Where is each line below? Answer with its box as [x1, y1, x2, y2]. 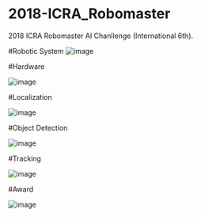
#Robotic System [8, 46, 65, 55]
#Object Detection [8, 123, 68, 132]
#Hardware [8, 61, 45, 71]
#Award [8, 184, 34, 194]
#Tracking [8, 154, 42, 163]
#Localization [8, 92, 53, 101]
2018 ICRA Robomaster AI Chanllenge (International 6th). [8, 31, 194, 40]
